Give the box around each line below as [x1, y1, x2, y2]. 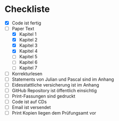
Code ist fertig [11, 20, 42, 26]
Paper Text [11, 26, 34, 31]
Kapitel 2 [19, 37, 38, 43]
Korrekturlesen [11, 71, 43, 77]
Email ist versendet [11, 104, 51, 110]
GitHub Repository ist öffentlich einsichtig [11, 87, 97, 93]
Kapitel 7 [19, 65, 38, 71]
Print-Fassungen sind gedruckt [11, 93, 75, 99]
